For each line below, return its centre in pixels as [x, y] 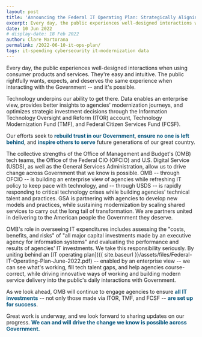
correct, [16, 273]
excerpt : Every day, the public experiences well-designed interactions [99, 23]
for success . [22, 304]
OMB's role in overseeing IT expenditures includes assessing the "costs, [96, 229]
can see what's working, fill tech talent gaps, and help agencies [85, 267]
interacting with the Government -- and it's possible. [71, 87]
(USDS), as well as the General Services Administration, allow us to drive [96, 166]
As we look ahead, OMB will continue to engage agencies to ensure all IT [97, 291]
